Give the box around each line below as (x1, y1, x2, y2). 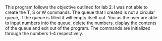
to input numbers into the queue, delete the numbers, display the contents (5, 20, 157, 26)
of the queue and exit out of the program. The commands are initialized (5, 25, 151, 31)
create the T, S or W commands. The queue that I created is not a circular (5, 9, 155, 15)
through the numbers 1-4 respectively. (5, 31, 83, 36)
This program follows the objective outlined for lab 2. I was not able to (5, 4, 148, 10)
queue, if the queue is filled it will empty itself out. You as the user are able (5, 15, 158, 20)
